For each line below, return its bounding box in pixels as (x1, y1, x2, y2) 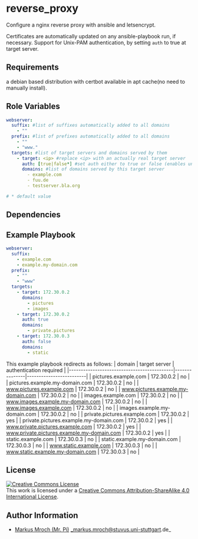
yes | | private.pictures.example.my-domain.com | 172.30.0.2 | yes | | (6, 416, 173, 423)
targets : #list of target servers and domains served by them (11, 150, 167, 156)
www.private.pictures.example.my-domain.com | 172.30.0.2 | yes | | (6, 429, 170, 436)
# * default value (6, 193, 51, 199)
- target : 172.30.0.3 (16, 333, 70, 339)
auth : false (21, 338, 51, 344)
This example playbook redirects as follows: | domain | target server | (6, 360, 174, 367)
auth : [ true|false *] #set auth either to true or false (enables (21, 161, 186, 167)
